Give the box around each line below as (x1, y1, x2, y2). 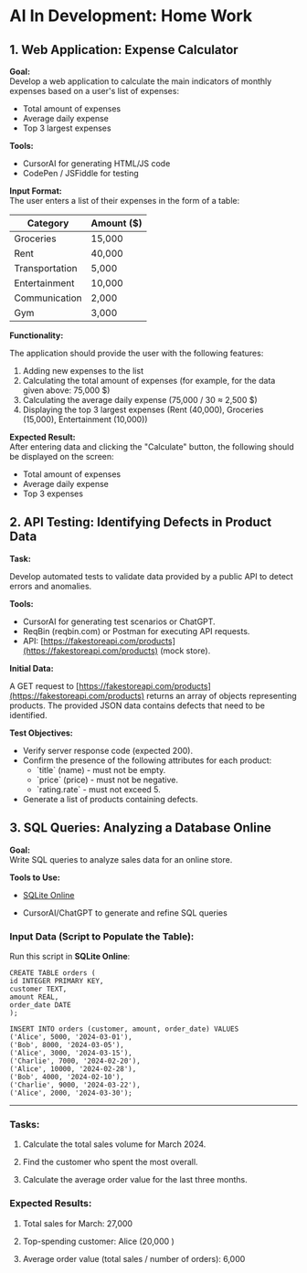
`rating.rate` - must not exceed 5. (36, 783, 162, 795)
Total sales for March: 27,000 (22, 1217, 133, 1229)
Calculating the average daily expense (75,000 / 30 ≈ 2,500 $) (22, 395, 258, 405)
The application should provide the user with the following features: (9, 348, 264, 358)
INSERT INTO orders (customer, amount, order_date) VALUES (9, 1024, 239, 1034)
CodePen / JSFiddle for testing (22, 168, 139, 178)
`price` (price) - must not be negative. (36, 774, 178, 785)
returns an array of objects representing (145, 690, 297, 701)
